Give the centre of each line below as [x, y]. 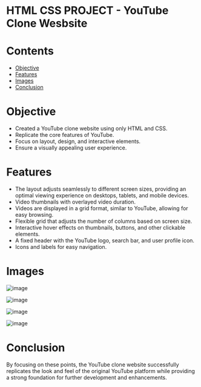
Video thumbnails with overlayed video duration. [75, 202]
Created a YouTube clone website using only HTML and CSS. [91, 128]
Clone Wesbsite [47, 23]
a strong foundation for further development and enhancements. [87, 377]
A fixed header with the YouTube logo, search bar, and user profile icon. [105, 240]
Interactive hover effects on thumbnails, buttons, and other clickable [100, 227]
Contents [30, 51]
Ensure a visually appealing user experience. [71, 148]
